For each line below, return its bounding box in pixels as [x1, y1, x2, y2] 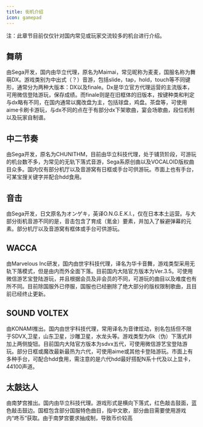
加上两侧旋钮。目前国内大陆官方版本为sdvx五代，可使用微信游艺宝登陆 [6, 340, 182, 347]
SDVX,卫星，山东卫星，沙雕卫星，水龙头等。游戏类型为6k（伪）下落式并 [11, 333, 193, 340]
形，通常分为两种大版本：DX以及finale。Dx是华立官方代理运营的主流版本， [6, 84, 193, 91]
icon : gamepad [6, 15, 42, 21]
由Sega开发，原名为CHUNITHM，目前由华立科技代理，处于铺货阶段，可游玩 [6, 151, 197, 158]
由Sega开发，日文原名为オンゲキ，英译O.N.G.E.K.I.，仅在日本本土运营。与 [6, 210, 191, 217]
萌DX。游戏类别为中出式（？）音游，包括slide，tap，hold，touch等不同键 [6, 76, 191, 84]
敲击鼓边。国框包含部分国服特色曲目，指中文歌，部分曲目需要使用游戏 [11, 407, 186, 414]
